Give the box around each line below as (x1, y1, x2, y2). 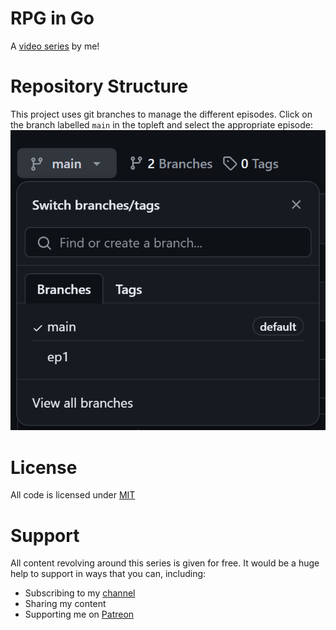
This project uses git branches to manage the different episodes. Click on (10, 108, 313, 120)
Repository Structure (10, 75, 189, 98)
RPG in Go (10, 7, 95, 30)
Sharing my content (24, 598, 107, 610)
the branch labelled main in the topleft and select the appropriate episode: (10, 118, 314, 131)
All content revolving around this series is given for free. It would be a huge (10, 557, 320, 569)
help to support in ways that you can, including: (10, 568, 207, 580)
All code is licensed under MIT (10, 489, 136, 501)
